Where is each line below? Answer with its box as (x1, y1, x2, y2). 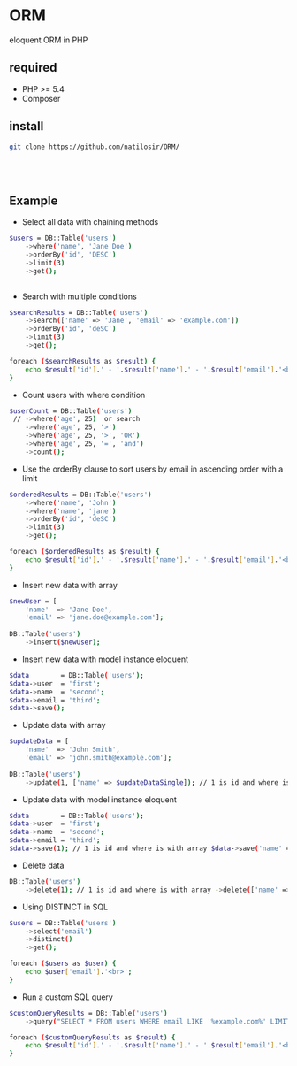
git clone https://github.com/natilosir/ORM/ (9, 142, 179, 151)
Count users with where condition (21, 389, 146, 400)
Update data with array (21, 720, 106, 731)
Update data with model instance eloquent (21, 794, 177, 805)
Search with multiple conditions (21, 291, 137, 302)
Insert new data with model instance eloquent (21, 654, 188, 664)
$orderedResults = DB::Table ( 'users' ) (9, 490, 152, 499)
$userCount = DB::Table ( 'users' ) (9, 406, 133, 416)
